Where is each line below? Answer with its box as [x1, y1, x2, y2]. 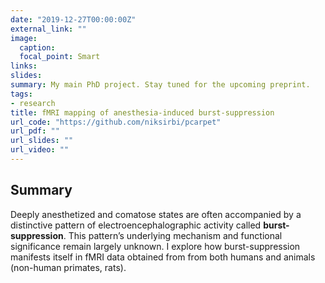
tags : [10, 89, 33, 99]
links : [10, 61, 38, 71]
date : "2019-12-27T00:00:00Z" [10, 14, 137, 25]
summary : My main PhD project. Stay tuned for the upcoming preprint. [10, 80, 311, 90]
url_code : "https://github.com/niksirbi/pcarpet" [10, 117, 222, 127]
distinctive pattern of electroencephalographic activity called [10, 219, 262, 231]
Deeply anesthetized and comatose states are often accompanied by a [10, 208, 302, 220]
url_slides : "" [10, 136, 74, 146]
